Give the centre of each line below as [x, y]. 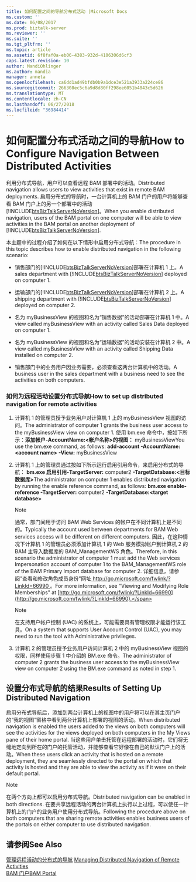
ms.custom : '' [23, 17]
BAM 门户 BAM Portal [31, 873]
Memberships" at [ [37, 592]
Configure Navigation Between [83, 154]
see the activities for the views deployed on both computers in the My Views [98, 733]
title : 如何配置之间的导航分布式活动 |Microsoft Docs [67, 11]
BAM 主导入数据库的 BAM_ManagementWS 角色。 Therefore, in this [96, 551]
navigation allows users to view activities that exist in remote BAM [85, 190]
